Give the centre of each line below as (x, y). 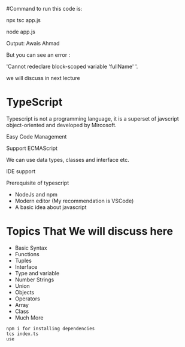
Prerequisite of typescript (38, 183)
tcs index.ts (22, 334)
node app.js (21, 32)
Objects (25, 292)
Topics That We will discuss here (90, 231)
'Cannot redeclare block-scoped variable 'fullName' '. (72, 66)
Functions (27, 254)
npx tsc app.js (23, 20)
